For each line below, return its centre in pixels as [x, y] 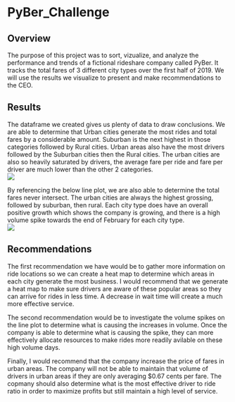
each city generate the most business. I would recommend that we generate [118, 281]
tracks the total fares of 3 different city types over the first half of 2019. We [116, 70]
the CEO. [20, 85]
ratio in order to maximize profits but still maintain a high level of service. [113, 391]
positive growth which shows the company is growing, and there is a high [114, 212]
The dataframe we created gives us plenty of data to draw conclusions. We [116, 124]
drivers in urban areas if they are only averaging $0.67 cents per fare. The [114, 376]
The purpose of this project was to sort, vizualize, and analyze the [103, 55]
